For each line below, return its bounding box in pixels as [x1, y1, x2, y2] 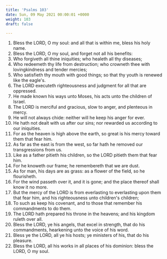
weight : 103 [6, 17, 31, 22]
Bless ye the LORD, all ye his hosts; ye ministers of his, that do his [13, 232, 149, 238]
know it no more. [13, 184, 48, 190]
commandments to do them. [13, 206, 72, 212]
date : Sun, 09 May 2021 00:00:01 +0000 [6, 12, 90, 17]
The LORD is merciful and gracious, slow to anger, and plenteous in [13, 104, 153, 110]
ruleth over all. [13, 216, 43, 222]
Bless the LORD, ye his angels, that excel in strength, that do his [13, 222, 145, 228]
